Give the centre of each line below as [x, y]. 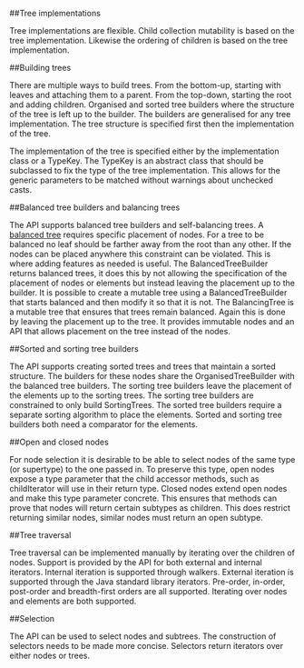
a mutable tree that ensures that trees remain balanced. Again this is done [147, 312]
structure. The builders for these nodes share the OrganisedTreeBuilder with [152, 376]
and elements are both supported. [73, 601]
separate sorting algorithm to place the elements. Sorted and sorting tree [146, 414]
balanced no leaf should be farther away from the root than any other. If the [151, 244]
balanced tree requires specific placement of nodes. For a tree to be [137, 234]
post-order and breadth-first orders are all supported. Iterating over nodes [148, 591]
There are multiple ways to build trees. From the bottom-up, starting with [145, 85]
